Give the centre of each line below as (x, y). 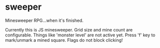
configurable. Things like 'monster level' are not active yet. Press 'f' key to (80, 35)
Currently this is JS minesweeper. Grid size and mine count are (69, 30)
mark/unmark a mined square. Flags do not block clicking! (64, 40)
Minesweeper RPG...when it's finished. (44, 20)
